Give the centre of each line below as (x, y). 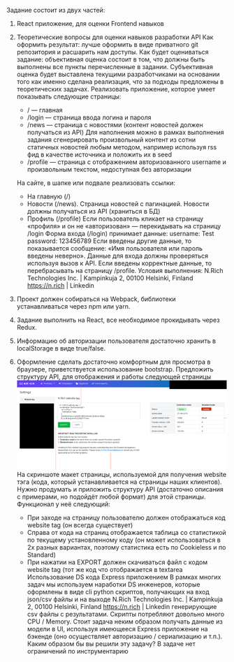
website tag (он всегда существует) (80, 525)
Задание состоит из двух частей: (56, 10)
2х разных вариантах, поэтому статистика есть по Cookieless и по (126, 547)
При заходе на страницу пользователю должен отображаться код (126, 517)
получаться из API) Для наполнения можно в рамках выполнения (125, 132)
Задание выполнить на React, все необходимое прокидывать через (118, 320)
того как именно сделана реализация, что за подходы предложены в (120, 82)
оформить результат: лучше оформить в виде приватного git (107, 44)
